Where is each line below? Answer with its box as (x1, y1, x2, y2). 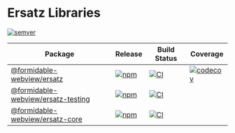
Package (45, 49, 75, 59)
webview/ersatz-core (10, 114, 83, 124)
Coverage (190, 49, 224, 59)
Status (155, 53, 178, 63)
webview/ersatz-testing (10, 94, 90, 104)
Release (115, 49, 143, 59)
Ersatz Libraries (7, 5, 101, 21)
